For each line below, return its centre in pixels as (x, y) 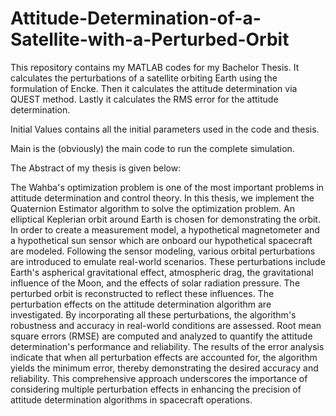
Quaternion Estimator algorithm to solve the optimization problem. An (152, 208)
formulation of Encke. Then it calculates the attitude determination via (154, 88)
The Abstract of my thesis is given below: (96, 168)
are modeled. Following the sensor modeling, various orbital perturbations (163, 251)
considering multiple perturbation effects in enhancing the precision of (156, 389)
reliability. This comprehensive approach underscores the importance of (159, 378)
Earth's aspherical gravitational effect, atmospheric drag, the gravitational (162, 272)
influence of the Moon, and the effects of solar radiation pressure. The (155, 283)
